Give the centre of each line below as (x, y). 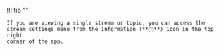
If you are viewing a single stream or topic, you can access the (106, 23)
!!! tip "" (18, 10)
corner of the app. (35, 41)
